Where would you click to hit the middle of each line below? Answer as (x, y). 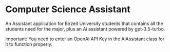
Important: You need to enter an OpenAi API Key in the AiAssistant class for (85, 39)
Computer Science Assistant (68, 9)
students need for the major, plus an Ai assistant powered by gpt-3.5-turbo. (85, 29)
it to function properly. (29, 44)
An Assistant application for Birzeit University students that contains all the (84, 23)
